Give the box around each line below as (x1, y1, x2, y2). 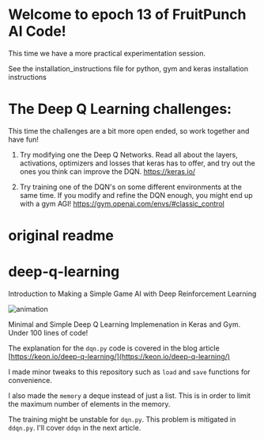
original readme (8, 227, 115, 245)
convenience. (8, 376, 53, 385)
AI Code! (8, 22, 67, 40)
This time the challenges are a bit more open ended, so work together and (8, 126, 250, 135)
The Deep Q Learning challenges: (8, 101, 232, 118)
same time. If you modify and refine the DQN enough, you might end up (19, 190, 253, 199)
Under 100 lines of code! (8, 328, 89, 337)
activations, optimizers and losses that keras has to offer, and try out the (19, 158, 255, 168)
